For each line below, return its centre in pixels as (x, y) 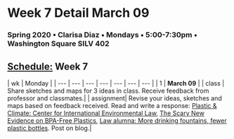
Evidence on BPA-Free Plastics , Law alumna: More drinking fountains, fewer (117, 120)
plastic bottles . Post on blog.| (50, 128)
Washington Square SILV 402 (59, 44)
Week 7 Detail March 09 (78, 13)
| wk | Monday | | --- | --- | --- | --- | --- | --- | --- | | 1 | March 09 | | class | (116, 83)
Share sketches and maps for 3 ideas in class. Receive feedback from (108, 91)
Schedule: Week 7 (48, 66)
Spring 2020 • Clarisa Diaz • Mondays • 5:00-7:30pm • (103, 35)
